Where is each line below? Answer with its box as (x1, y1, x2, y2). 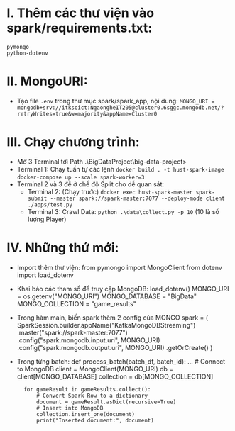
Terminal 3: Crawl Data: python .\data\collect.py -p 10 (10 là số (27, 207, 219, 216)
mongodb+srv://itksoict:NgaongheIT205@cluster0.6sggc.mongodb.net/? (16, 104, 224, 111)
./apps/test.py (27, 201, 72, 208)
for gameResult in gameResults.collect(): (23, 386, 151, 393)
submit (27, 195, 48, 202)
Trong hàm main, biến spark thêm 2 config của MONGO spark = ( (16, 313, 209, 322)
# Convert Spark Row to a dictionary (35, 392, 148, 399)
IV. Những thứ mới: (6, 240, 119, 256)
